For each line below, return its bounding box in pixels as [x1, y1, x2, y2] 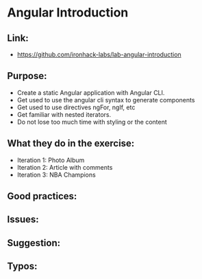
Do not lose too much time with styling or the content [16, 118, 168, 126]
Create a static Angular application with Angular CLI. [16, 88, 165, 97]
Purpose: [7, 70, 47, 82]
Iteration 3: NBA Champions [16, 170, 96, 179]
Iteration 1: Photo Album [16, 156, 85, 164]
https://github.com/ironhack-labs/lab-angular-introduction [16, 50, 181, 58]
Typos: [7, 260, 38, 272]
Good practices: [7, 190, 77, 202]
